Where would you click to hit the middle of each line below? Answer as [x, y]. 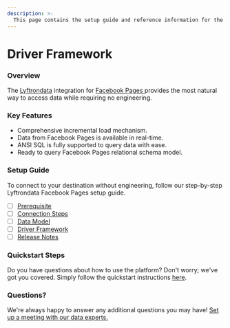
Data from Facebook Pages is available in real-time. [90, 138]
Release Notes [38, 237]
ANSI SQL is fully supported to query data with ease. [92, 145]
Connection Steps [43, 213]
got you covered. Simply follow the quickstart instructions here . [97, 277]
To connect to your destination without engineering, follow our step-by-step [115, 185]
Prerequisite [34, 206]
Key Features [30, 116]
